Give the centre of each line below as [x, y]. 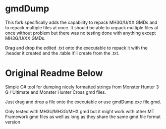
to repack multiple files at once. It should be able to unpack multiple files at [82, 27]
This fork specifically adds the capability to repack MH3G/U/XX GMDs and [81, 22]
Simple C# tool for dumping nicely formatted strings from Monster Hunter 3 [82, 87]
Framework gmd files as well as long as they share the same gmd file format [83, 117]
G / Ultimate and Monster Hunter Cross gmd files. [56, 92]
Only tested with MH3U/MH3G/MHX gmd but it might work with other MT [80, 111]
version [13, 122]
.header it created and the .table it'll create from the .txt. [62, 53]
